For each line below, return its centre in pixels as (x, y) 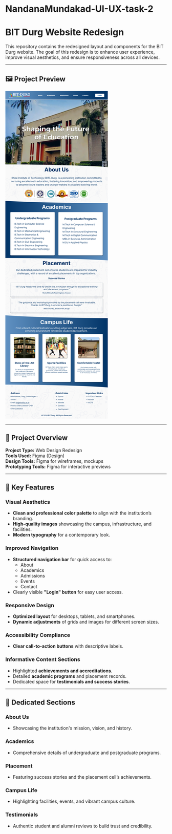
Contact (29, 586)
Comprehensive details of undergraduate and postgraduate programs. (87, 753)
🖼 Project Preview (35, 79)
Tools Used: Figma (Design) (35, 456)
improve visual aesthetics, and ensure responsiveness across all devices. (83, 57)
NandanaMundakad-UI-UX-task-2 (79, 9)
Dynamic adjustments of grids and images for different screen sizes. (86, 622)
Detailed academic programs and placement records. (70, 676)
